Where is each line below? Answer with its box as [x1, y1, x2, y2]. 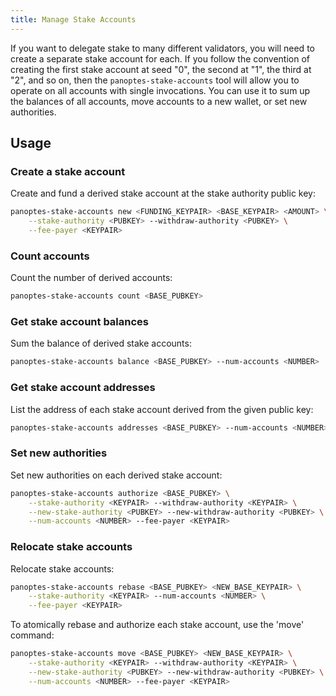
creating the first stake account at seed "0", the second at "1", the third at [10, 63, 312, 75]
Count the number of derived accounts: [10, 272, 173, 284]
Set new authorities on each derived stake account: [10, 469, 223, 481]
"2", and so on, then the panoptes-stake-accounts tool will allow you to [10, 74, 300, 86]
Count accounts [10, 249, 90, 263]
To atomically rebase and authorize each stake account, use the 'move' [10, 619, 305, 631]
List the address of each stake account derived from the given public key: [10, 403, 314, 415]
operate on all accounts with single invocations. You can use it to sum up [10, 84, 311, 96]
